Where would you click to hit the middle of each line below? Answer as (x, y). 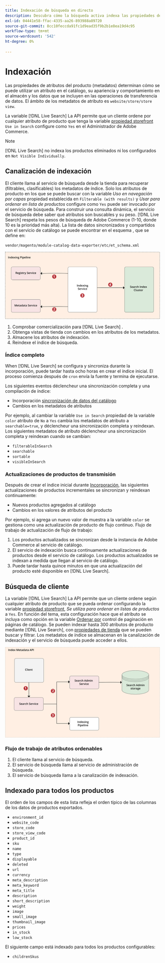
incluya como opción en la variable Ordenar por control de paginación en (79, 619)
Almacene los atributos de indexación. (51, 337)
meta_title (23, 891)
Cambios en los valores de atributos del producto (62, 510)
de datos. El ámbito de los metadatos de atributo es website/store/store (79, 101)
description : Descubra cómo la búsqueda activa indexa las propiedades (80, 16)
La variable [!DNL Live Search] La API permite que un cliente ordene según (81, 598)
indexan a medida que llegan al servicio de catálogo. (65, 560)
